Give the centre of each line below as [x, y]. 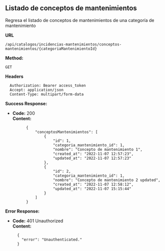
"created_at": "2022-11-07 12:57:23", [93, 154]
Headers [14, 76]
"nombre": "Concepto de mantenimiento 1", [98, 149]
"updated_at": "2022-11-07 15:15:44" [92, 189]
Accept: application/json [37, 90]
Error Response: [22, 211]
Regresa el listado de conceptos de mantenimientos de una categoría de [80, 20]
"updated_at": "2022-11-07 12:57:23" [92, 158]
